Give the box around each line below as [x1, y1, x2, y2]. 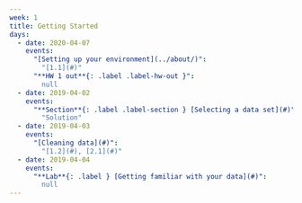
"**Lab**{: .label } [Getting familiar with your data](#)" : [32, 172, 268, 181]
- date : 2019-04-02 [17, 88, 91, 97]
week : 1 [9, 13, 39, 22]
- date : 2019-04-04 [17, 154, 91, 164]
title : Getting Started [9, 22, 99, 31]
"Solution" [41, 113, 83, 122]
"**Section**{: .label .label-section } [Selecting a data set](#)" [32, 105, 296, 114]
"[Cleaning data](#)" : [32, 138, 119, 147]
